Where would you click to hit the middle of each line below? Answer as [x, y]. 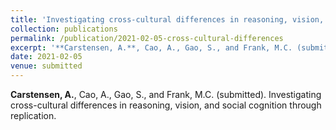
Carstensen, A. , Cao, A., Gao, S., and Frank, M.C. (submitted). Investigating [166, 94]
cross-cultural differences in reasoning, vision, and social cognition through [166, 105]
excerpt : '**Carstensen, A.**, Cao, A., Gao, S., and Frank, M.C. [151, 47]
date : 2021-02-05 [46, 57]
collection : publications [64, 29]
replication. [33, 115]
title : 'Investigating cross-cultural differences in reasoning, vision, [167, 19]
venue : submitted [46, 66]
